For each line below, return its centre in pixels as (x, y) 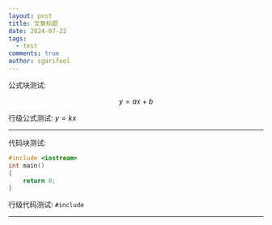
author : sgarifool (39, 62)
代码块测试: (28, 142)
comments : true (34, 53)
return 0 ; (40, 180)
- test (27, 46)
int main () (27, 166)
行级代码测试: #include (47, 205)
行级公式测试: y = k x (42, 117)
